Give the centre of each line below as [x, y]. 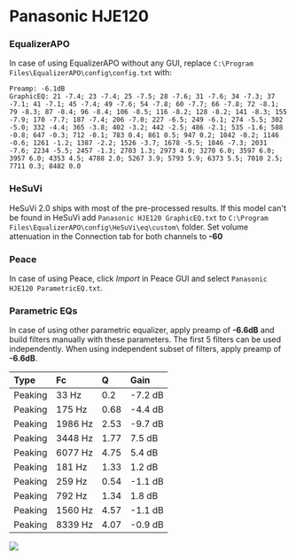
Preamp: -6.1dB [37, 89]
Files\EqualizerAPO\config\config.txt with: [91, 73]
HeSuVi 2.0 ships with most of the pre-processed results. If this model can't [148, 208]
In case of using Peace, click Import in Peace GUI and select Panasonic [138, 279]
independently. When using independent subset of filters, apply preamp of [145, 349]
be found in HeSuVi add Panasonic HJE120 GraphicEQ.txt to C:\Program [139, 217]
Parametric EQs [43, 311]
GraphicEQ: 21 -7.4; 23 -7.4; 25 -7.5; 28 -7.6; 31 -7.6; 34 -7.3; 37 [142, 97]
